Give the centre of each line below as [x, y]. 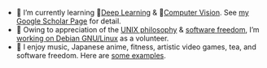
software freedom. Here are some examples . [91, 55]
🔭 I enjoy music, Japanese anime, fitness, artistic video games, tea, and [136, 47]
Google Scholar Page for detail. [69, 21]
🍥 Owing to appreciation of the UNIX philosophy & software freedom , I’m [138, 30]
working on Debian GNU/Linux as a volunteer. [92, 38]
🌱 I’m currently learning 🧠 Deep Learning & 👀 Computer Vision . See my [133, 13]
